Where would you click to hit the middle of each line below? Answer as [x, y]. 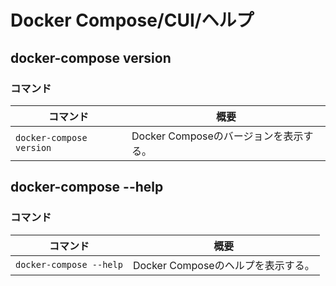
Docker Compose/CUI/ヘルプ [132, 20]
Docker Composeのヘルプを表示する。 [223, 265]
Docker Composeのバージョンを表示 [217, 136]
